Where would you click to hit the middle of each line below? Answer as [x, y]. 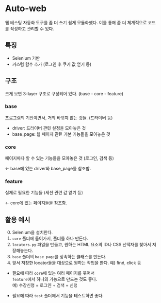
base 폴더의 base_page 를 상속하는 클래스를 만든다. [59, 257]
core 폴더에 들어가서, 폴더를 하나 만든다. [50, 238]
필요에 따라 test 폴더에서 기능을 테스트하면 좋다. [58, 296]
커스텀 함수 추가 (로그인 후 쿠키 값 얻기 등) [52, 64]
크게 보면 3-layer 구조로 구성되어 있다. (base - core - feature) [64, 93]
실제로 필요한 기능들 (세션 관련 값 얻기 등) [44, 193]
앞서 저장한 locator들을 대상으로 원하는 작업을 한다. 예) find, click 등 [77, 263]
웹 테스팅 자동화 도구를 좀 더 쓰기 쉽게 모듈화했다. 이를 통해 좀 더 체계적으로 [76, 22]
